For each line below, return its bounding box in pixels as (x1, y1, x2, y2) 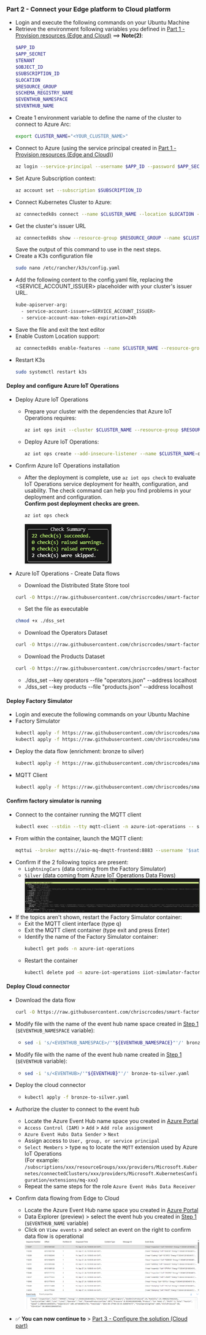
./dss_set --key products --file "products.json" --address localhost (24, 683, 193, 690)
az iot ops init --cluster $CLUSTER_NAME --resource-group (24, 426, 179, 433)
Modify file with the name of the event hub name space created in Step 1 (15, 1020, 199, 1027)
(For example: (24, 1157, 59, 1164)
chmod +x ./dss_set (15, 618, 66, 624)
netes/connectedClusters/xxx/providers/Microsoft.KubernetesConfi (24, 1171, 198, 1177)
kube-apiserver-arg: (15, 302, 68, 308)
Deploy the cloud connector (15, 1081, 86, 1089)
